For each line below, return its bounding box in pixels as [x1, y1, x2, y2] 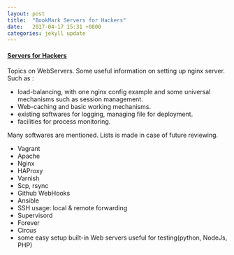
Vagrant [17, 145, 41, 153]
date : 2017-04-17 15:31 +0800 [7, 23, 101, 30]
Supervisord [17, 211, 53, 220]
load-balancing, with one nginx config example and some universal [17, 88, 211, 96]
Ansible [17, 196, 40, 205]
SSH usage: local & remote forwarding [17, 204, 128, 212]
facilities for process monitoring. [17, 117, 111, 126]
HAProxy [17, 167, 43, 175]
